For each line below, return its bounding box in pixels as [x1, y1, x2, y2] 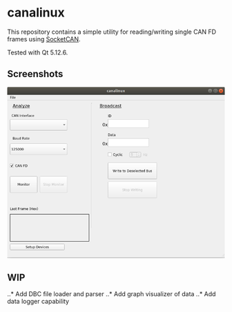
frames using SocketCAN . [7, 34, 81, 43]
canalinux [7, 5, 65, 21]
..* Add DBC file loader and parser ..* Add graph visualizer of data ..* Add [7, 290, 216, 298]
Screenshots [7, 68, 64, 80]
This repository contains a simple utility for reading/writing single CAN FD [7, 28, 216, 36]
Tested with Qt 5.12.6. [7, 48, 68, 56]
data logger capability [7, 298, 70, 306]
